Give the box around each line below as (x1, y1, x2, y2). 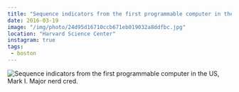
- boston (10, 50, 37, 57)
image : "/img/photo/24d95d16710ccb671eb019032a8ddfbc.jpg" (7, 23, 186, 30)
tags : (7, 43, 23, 50)
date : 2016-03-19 (7, 17, 59, 24)
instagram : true (7, 37, 55, 44)
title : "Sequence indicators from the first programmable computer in (7, 10, 221, 18)
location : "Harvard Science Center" (7, 30, 116, 38)
